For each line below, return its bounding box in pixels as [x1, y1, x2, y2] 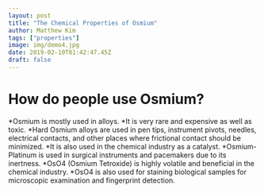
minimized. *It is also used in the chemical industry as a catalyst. [8, 141, 220, 151]
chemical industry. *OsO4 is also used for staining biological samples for [8, 167, 247, 176]
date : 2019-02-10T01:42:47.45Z [8, 48, 112, 56]
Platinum [8, 150, 37, 160]
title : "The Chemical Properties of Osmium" [8, 19, 158, 27]
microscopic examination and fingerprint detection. [8, 176, 176, 185]
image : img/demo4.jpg [8, 41, 80, 49]
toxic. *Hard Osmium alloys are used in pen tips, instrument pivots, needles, [8, 125, 257, 134]
